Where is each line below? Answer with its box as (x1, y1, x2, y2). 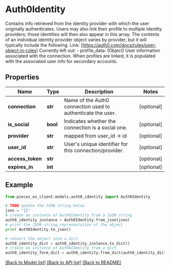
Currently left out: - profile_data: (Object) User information (38, 47, 160, 53)
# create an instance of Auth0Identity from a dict (5, 246, 116, 251)
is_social (8, 121, 29, 128)
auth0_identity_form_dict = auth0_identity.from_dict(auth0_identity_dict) (5, 250, 168, 255)
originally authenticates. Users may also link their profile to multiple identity (5, 25, 162, 32)
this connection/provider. (64, 146, 124, 154)
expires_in (8, 163, 33, 170)
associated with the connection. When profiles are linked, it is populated (5, 52, 156, 59)
